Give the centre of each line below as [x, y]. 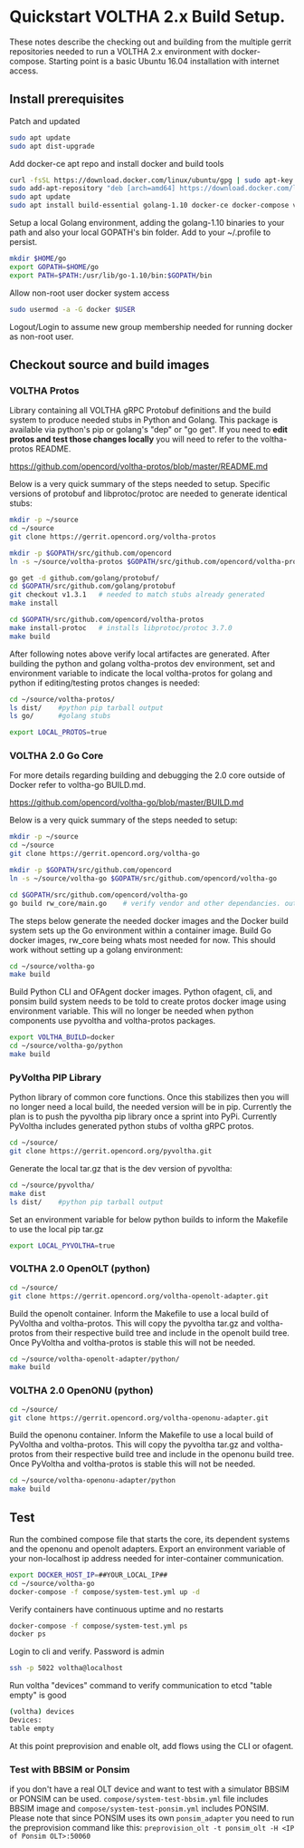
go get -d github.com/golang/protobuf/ [85, 578]
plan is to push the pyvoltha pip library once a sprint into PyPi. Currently [143, 1116]
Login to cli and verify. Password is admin [87, 1651]
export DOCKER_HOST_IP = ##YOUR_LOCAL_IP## [89, 1575]
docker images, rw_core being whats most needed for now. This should [142, 939]
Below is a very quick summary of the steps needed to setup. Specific [140, 484]
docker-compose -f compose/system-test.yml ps [99, 1626]
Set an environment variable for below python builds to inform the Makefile [149, 1219]
